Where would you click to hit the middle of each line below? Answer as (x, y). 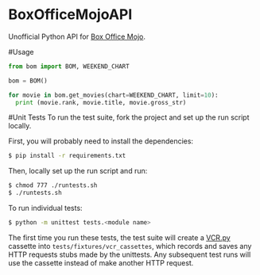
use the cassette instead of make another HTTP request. (101, 262)
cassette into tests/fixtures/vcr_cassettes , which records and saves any (130, 246)
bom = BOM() (28, 81)
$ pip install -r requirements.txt (67, 156)
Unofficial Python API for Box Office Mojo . (77, 36)
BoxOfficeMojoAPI (70, 15)
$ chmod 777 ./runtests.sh (53, 185)
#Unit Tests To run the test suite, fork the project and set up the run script (129, 117)
